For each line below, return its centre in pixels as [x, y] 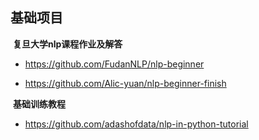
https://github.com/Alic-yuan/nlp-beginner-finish [125, 83]
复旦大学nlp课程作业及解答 [67, 44]
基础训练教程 [39, 104]
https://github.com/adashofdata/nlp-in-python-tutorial [136, 124]
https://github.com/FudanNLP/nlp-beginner [114, 64]
